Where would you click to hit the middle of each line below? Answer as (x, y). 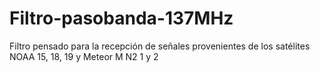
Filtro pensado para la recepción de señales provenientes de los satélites (160, 46)
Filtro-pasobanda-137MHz (121, 18)
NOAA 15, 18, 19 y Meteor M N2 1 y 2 (84, 56)
